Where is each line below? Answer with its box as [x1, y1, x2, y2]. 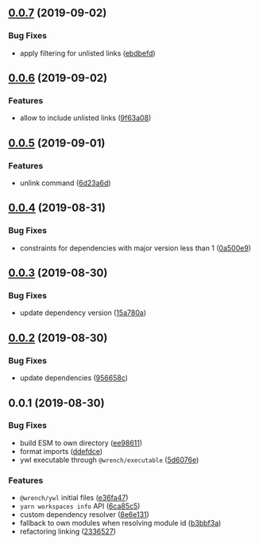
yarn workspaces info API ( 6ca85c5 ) [19, 501, 141, 511]
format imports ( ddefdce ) [19, 446, 103, 456]
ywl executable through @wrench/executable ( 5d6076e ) [19, 455, 199, 464]
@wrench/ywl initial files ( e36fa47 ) [19, 493, 129, 503]
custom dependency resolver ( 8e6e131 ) [19, 510, 149, 519]
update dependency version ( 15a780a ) [19, 308, 147, 317]
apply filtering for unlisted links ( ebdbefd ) [19, 48, 157, 58]
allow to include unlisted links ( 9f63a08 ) [19, 113, 152, 122]
